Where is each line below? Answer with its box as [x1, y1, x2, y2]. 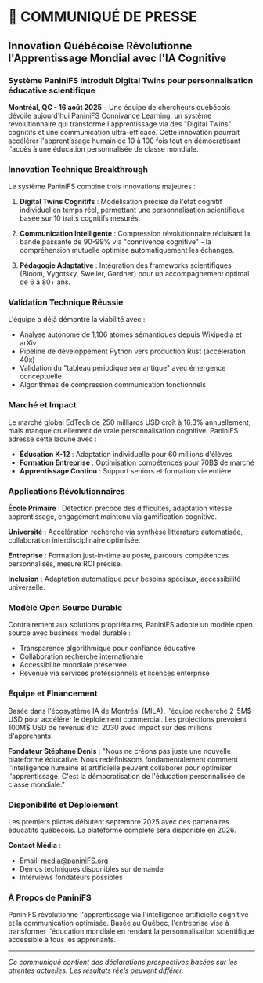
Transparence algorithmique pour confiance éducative [19, 644, 196, 653]
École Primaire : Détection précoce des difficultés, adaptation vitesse [8, 503, 232, 513]
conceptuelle [19, 371, 63, 381]
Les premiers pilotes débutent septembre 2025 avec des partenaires [8, 817, 229, 826]
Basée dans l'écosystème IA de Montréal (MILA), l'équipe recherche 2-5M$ [8, 706, 252, 715]
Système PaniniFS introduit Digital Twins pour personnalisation [8, 75, 254, 86]
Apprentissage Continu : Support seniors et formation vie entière [19, 466, 232, 475]
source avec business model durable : [8, 628, 131, 638]
